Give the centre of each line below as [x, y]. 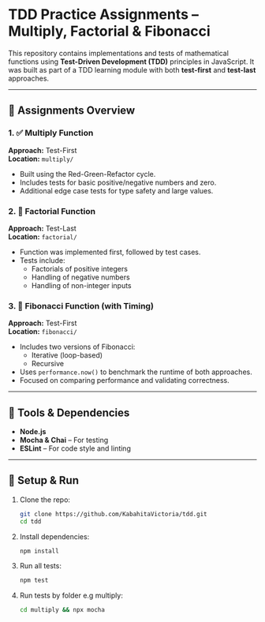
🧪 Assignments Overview [72, 111]
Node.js [33, 432]
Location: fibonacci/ [43, 332]
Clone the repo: [45, 500]
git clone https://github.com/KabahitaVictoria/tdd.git [113, 514]
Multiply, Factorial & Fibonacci [109, 31]
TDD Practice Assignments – [103, 15]
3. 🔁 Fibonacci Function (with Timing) [81, 305]
